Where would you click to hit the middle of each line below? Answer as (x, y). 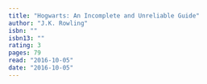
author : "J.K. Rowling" (48, 23)
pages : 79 (25, 53)
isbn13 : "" (27, 38)
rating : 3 (25, 46)
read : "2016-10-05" (41, 61)
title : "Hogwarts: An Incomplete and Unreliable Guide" (104, 16)
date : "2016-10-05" (41, 68)
